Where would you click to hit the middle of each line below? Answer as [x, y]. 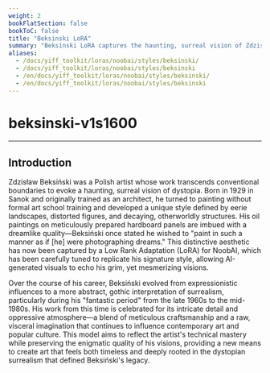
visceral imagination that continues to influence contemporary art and [124, 326]
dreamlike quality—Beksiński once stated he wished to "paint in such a [125, 234]
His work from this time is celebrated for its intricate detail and [135, 309]
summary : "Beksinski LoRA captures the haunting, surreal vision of [125, 46]
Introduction [40, 162]
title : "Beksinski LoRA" [50, 38]
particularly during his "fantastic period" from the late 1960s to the [118, 300]
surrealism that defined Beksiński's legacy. [79, 360]
